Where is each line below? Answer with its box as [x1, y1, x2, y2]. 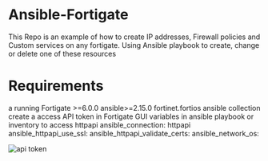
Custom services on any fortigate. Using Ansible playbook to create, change [8, 40, 260, 49]
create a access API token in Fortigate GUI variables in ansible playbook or [8, 112, 254, 121]
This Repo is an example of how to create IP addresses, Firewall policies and [8, 32, 261, 41]
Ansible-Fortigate [8, 6, 129, 24]
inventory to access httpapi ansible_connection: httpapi [8, 120, 191, 129]
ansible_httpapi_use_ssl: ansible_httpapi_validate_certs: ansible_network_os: [8, 128, 260, 138]
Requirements [8, 77, 104, 95]
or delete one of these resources [8, 49, 117, 58]
